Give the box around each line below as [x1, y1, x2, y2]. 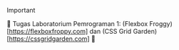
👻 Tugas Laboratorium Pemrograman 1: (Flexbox [6, 20, 148, 27]
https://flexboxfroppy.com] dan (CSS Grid [9, 27, 132, 35]
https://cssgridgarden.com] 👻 [9, 35, 96, 43]
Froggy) [149, 20, 173, 27]
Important [6, 6, 36, 14]
